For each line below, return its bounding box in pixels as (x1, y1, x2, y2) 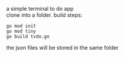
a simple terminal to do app (6, 5, 74, 12)
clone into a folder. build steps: (6, 11, 83, 19)
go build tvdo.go (6, 34, 50, 40)
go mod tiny (6, 28, 36, 34)
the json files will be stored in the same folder (6, 44, 119, 51)
